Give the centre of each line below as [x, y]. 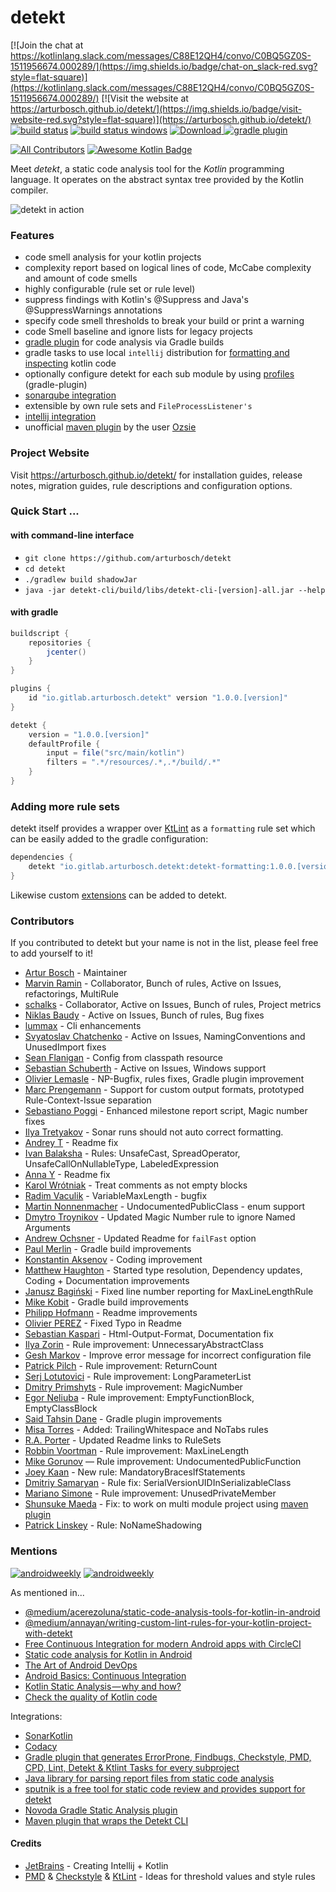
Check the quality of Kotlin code [91, 1697]
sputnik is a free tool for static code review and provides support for [165, 1788]
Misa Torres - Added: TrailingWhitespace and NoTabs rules [146, 1430]
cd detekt [45, 569]
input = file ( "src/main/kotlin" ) [116, 753]
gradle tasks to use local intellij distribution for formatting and [157, 353]
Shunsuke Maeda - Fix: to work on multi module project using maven [166, 1504]
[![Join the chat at [47, 45]
